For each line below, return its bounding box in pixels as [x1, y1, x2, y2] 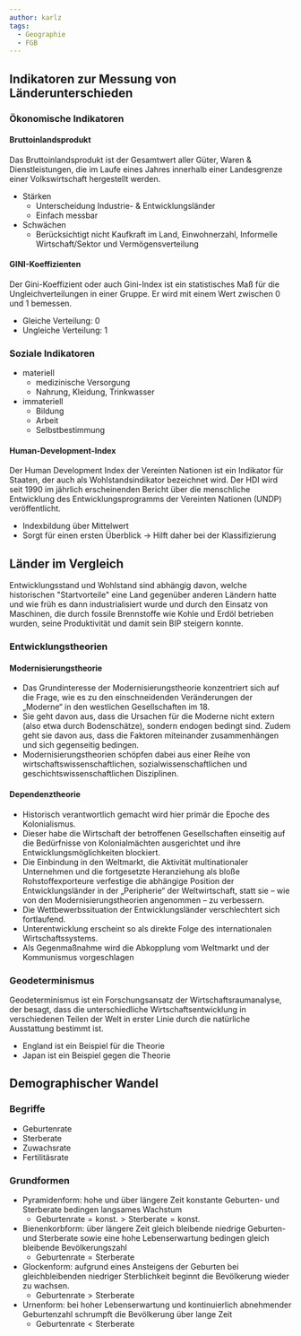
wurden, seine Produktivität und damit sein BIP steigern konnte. [9, 618, 244, 629]
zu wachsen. [21, 1280, 70, 1291]
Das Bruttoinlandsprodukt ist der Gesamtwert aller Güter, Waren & [9, 154, 253, 165]
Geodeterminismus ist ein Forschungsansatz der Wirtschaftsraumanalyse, [9, 994, 282, 1005]
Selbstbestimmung [35, 425, 106, 436]
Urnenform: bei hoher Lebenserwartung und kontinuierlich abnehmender [21, 1299, 292, 1310]
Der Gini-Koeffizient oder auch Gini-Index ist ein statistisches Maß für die [9, 279, 280, 290]
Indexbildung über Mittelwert [21, 521, 130, 532]
